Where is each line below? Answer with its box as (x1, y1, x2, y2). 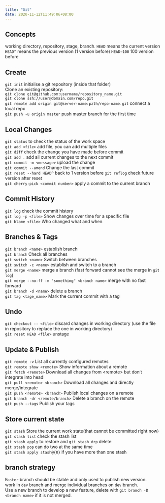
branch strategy (5, 463, 56, 472)
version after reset (5, 175, 43, 181)
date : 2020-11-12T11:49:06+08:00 (5, 12, 74, 17)
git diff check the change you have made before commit (5, 149, 124, 155)
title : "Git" (5, 7, 32, 12)
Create (5, 68, 27, 77)
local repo (5, 106, 26, 112)
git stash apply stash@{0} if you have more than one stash (5, 449, 127, 455)
